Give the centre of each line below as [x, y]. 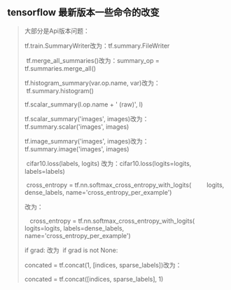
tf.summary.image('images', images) [77, 149]
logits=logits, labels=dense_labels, [74, 228]
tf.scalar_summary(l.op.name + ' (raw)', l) [84, 104]
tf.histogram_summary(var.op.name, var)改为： [92, 83]
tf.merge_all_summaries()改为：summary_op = [93, 60]
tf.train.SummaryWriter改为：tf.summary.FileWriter [97, 46]
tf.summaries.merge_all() [60, 68]
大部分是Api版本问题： [57, 31]
